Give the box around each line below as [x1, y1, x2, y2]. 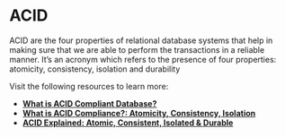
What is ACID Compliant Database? [22, 98, 157, 108]
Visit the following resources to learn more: [9, 81, 169, 91]
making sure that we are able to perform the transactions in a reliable [9, 44, 265, 55]
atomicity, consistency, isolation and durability [9, 64, 181, 74]
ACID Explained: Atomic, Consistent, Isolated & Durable [22, 117, 234, 128]
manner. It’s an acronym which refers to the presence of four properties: [9, 54, 277, 64]
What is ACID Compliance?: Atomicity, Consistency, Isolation [22, 107, 256, 118]
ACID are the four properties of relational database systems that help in [9, 35, 273, 46]
